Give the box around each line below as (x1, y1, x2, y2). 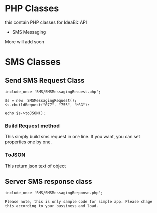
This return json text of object (5, 163, 66, 169)
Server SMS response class (5, 177, 92, 186)
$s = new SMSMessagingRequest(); (5, 98, 77, 103)
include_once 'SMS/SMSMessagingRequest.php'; (5, 89, 101, 94)
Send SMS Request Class (5, 76, 85, 85)
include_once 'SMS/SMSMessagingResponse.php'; (5, 190, 103, 196)
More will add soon (5, 38, 45, 45)
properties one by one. (5, 139, 52, 145)
